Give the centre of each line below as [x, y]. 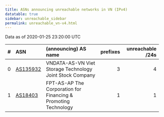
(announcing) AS [66, 49]
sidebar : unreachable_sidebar [36, 18]
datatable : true [21, 14]
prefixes [110, 52]
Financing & [59, 95]
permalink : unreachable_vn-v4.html [41, 23]
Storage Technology [69, 69]
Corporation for [63, 89]
